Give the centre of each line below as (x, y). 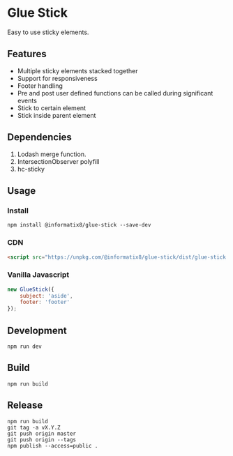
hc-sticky (31, 169)
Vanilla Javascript (38, 275)
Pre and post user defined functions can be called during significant (115, 93)
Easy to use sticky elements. (48, 32)
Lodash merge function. (52, 154)
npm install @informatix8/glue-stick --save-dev (79, 225)
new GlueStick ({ (31, 289)
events (27, 100)
